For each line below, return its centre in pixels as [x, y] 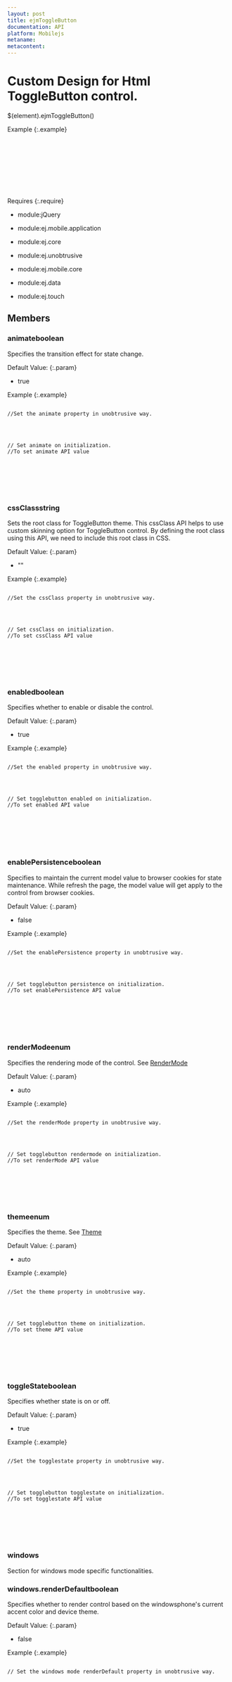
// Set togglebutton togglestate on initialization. [86, 1493]
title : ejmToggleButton [42, 20]
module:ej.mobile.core [50, 269]
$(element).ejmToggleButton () [51, 115]
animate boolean [36, 338]
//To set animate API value [49, 451]
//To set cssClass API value [50, 636]
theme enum [28, 1216]
